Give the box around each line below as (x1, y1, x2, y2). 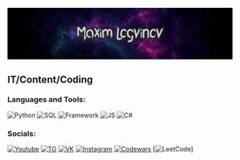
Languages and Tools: (7, 95, 86, 105)
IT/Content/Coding (7, 73, 94, 85)
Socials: (7, 129, 36, 139)
